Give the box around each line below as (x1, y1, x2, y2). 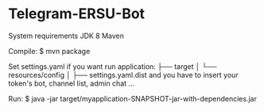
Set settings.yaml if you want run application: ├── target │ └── (8, 61, 217, 71)
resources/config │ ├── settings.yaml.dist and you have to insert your (8, 70, 239, 79)
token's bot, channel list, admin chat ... (8, 78, 135, 88)
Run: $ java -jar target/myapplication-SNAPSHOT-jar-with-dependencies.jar (8, 94, 257, 103)
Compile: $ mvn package (8, 46, 91, 55)
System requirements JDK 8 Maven (8, 31, 125, 40)
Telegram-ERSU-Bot (8, 5, 146, 23)
